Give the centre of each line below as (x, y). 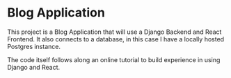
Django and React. (34, 67)
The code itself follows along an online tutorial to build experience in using (114, 59)
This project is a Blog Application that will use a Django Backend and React (114, 32)
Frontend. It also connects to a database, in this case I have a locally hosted (116, 39)
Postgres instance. (34, 46)
